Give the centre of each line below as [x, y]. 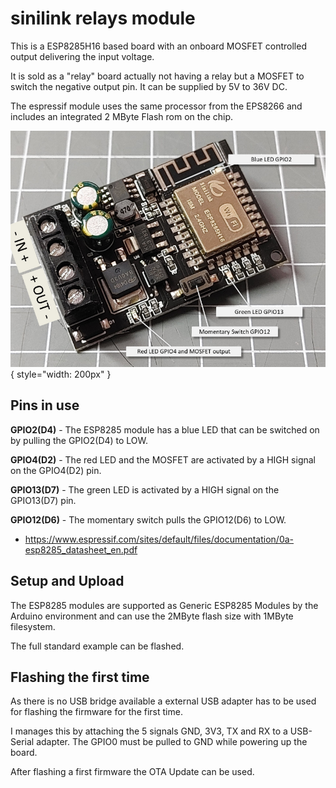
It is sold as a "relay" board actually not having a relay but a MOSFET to [157, 76]
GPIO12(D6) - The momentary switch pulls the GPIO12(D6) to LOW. [148, 519]
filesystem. [33, 626]
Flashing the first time [80, 677]
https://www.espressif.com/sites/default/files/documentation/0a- [159, 539]
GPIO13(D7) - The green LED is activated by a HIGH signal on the [145, 489]
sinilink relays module [103, 18]
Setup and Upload [67, 581]
